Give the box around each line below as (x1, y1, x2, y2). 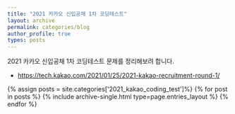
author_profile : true (7, 30, 71, 38)
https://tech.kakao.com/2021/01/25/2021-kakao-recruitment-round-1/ (17, 72, 220, 80)
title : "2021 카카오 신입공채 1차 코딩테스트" (7, 10, 128, 18)
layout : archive (7, 17, 55, 24)
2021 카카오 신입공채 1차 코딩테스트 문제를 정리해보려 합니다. (7, 57, 175, 66)
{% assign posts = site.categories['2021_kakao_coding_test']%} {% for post (7, 85, 228, 93)
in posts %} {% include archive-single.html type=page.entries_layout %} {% (7, 93, 229, 101)
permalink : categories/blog (7, 23, 90, 30)
